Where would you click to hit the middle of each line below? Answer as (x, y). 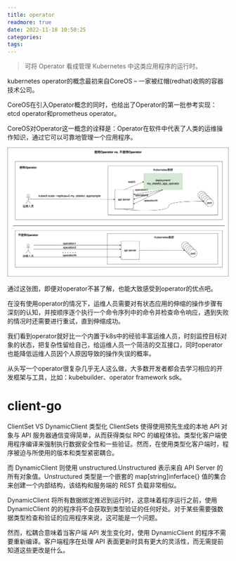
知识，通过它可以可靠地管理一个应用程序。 (75, 138)
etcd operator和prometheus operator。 (64, 114)
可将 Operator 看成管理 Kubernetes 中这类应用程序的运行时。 (113, 66)
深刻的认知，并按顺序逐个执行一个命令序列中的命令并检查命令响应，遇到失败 (118, 312)
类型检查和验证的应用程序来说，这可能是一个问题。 (87, 517)
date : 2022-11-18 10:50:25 (47, 29)
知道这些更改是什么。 (38, 550)
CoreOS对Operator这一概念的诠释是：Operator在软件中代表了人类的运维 (112, 128)
